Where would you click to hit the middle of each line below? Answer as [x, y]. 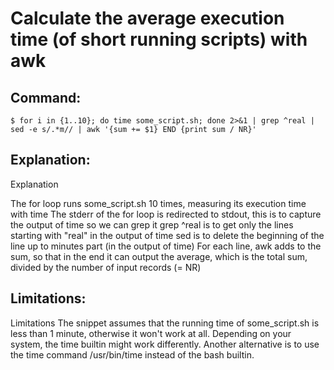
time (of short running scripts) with [159, 39]
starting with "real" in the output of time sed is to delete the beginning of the [167, 235]
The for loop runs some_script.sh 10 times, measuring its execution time [158, 203]
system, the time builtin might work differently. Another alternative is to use [165, 344]
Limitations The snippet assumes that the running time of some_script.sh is [165, 323]
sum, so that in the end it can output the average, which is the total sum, [159, 256]
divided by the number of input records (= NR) [106, 267]
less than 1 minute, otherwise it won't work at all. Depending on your [151, 333]
